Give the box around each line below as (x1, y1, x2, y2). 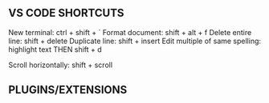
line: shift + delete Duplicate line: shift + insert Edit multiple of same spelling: (8, 36, 262, 46)
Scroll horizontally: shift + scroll (8, 60, 113, 69)
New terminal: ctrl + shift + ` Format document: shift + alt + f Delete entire (8, 27, 252, 37)
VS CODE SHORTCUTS (8, 6, 124, 20)
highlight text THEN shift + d (8, 44, 102, 54)
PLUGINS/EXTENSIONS (8, 83, 128, 97)
